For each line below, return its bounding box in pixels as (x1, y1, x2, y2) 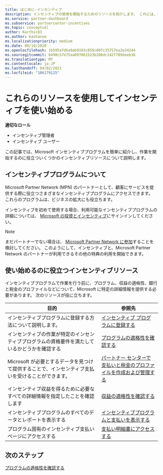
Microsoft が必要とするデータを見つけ (7, 358, 94, 365)
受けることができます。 (17, 373, 70, 380)
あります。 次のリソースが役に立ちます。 (13, 292, 95, 298)
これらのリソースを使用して (5, 93, 115, 104)
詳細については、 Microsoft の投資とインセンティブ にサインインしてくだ (5, 212, 149, 219)
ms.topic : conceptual (5, 25, 49, 30)
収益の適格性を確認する (101, 393, 155, 400)
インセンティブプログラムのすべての (7, 409, 89, 416)
